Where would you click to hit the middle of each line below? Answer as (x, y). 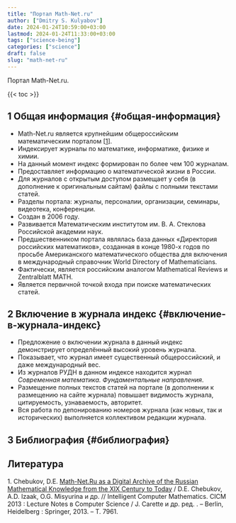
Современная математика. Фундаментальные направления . (111, 380)
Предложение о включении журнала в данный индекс (100, 342)
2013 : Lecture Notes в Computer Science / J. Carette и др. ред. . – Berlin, (116, 504)
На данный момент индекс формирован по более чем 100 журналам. (123, 163)
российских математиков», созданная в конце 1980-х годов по (114, 246)
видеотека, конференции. (56, 209)
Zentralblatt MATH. (45, 277)
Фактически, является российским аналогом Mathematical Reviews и (123, 269)
